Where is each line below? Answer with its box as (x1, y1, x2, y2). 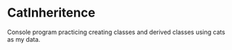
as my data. (7, 35, 41, 43)
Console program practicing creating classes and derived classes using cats (7, 28, 226, 36)
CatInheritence (7, 5, 96, 21)
